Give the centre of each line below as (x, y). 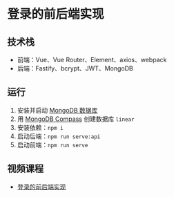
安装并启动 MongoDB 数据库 (57, 110)
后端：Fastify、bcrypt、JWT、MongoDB (75, 68)
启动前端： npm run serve (52, 144)
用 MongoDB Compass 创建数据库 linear (76, 119)
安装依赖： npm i (40, 127)
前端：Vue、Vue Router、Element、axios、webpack (92, 60)
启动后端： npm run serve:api (59, 136)
